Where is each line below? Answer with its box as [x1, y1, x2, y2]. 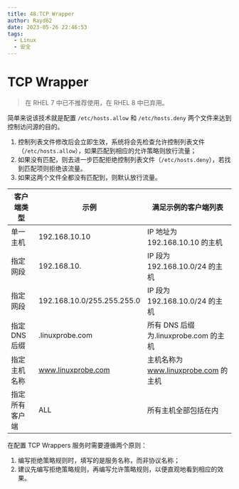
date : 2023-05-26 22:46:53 [7, 23, 87, 31]
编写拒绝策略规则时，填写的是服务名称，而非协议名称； [17, 456, 180, 464]
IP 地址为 [147, 227, 178, 237]
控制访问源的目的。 [7, 122, 64, 131]
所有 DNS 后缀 [147, 320, 196, 330]
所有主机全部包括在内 [147, 405, 219, 415]
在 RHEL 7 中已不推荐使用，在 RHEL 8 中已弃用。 [24, 98, 169, 107]
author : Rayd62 [7, 17, 53, 24]
